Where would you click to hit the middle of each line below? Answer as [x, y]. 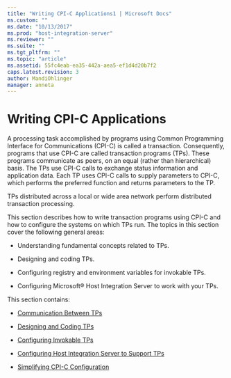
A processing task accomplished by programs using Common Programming [115, 139]
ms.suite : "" [26, 46]
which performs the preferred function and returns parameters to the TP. [111, 183]
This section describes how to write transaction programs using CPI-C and [114, 217]
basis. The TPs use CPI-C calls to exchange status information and [103, 168]
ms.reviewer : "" [31, 40]
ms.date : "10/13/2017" [40, 26]
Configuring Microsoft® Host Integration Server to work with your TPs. [118, 286]
